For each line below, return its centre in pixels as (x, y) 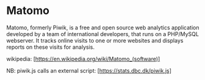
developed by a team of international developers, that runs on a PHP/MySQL (102, 34)
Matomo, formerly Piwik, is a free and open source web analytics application (103, 27)
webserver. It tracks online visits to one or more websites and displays (95, 40)
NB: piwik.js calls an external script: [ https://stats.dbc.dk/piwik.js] (89, 70)
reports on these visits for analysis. (50, 47)
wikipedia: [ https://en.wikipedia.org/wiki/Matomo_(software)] (83, 59)
